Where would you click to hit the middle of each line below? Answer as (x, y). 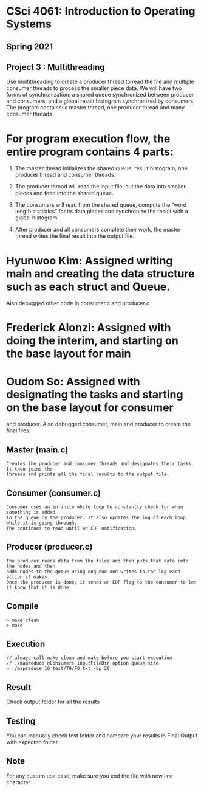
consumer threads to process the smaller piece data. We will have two (94, 88)
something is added (31, 513)
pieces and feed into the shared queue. (64, 193)
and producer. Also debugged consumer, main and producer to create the (99, 424)
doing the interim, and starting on (93, 341)
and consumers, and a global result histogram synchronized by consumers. (101, 101)
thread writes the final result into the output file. (75, 236)
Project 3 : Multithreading (56, 67)
